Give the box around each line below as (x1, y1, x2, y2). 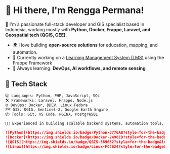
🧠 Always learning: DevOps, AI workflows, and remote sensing (12, 65, 146, 71)
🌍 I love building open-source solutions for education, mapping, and (12, 42, 158, 48)
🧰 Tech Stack (5, 80, 48, 89)
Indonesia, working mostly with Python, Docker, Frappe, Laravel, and (5, 26, 151, 32)
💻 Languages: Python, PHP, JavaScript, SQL (5, 93, 100, 98)
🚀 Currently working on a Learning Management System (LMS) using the (12, 54, 164, 60)
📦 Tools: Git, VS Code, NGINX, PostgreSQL (5, 112, 98, 117)
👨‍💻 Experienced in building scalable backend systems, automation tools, (5, 121, 164, 126)
